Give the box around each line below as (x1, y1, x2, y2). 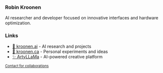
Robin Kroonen (5, 4, 41, 11)
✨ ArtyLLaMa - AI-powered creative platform (12, 54, 103, 59)
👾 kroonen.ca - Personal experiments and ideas (12, 48, 108, 55)
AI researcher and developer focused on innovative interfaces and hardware (5, 15, 159, 21)
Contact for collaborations (5, 63, 49, 68)
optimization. (5, 20, 31, 26)
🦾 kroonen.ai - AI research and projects (12, 43, 92, 49)
